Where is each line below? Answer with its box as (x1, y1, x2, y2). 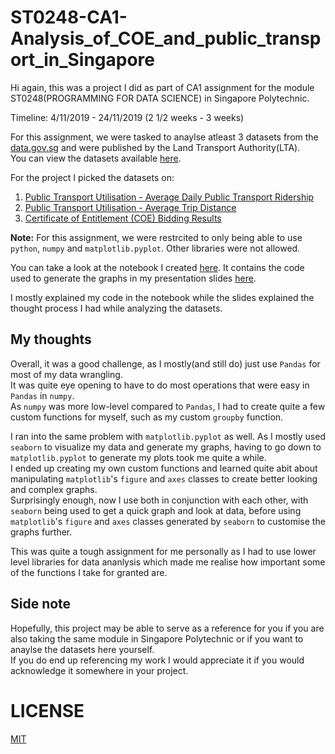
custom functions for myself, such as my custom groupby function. (10, 411, 284, 423)
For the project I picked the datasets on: (10, 171, 175, 183)
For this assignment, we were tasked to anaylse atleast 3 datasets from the (10, 131, 319, 143)
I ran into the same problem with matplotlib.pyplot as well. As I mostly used (10, 430, 326, 442)
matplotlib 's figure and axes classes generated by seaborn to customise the (10, 515, 326, 527)
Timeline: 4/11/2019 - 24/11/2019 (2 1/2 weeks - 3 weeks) (10, 111, 245, 123)
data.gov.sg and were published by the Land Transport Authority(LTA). (10, 141, 301, 153)
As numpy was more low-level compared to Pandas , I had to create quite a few (10, 400, 326, 412)
